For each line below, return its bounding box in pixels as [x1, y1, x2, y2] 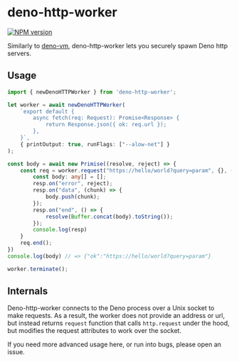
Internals [7, 285, 48, 297]
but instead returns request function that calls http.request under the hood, [7, 319, 230, 327]
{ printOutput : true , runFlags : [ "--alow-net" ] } [20, 141, 171, 148]
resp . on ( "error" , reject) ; [33, 180, 113, 187]
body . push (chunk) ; [45, 193, 100, 200]
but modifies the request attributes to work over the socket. [7, 327, 182, 335]
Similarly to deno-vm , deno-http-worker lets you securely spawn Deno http [7, 41, 228, 50]
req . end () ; [20, 239, 53, 247]
